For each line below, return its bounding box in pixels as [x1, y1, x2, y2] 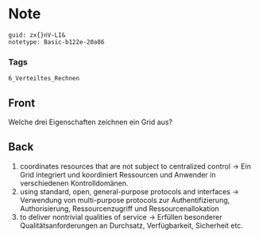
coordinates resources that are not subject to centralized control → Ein [19, 161, 252, 171]
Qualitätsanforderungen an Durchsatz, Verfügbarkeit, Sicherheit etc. [19, 220, 244, 230]
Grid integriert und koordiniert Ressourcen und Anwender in [19, 170, 216, 179]
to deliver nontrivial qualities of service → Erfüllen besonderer [19, 212, 222, 221]
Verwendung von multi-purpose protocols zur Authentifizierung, [19, 195, 230, 205]
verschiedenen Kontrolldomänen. [19, 178, 129, 188]
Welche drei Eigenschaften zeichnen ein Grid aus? [8, 117, 173, 127]
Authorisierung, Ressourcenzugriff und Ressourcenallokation [19, 204, 220, 213]
